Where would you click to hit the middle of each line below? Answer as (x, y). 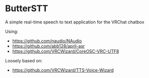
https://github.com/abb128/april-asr (48, 46)
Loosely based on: (24, 60)
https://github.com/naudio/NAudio (47, 41)
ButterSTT (27, 9)
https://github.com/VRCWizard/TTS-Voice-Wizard (63, 70)
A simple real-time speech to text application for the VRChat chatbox (75, 22)
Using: (12, 31)
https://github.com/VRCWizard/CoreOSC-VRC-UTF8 (66, 51)
